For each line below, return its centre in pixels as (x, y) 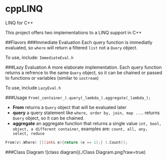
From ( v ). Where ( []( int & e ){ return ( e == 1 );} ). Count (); (67, 142)
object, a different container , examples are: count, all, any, (80, 129)
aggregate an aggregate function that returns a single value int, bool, (87, 123)
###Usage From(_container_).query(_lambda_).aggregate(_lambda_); (78, 97)
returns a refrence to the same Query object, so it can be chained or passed (84, 72)
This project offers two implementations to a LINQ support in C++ (73, 32)
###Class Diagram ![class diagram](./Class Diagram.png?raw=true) (75, 152)
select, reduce (29, 134)
